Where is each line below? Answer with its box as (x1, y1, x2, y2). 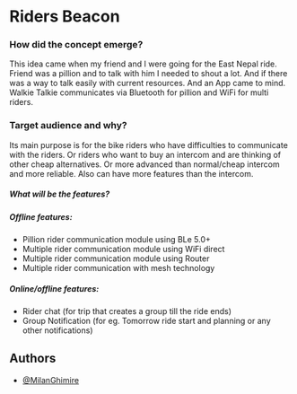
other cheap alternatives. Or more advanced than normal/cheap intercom (9, 159, 280, 170)
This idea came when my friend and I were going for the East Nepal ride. (9, 58, 278, 69)
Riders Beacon (9, 6, 120, 27)
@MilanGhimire (22, 374, 79, 385)
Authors (9, 351, 57, 366)
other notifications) (22, 325, 93, 336)
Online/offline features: (9, 283, 100, 293)
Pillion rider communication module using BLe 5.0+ (22, 234, 211, 245)
